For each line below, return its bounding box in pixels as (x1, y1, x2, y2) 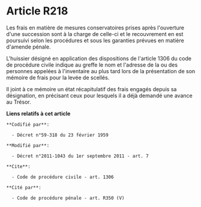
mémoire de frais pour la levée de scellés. (6, 74, 110, 81)
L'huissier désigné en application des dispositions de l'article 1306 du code (6, 55, 192, 62)
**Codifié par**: (6, 121, 50, 127)
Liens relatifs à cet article (6, 110, 71, 117)
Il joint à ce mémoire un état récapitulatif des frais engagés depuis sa (6, 85, 177, 92)
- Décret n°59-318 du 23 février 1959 (11, 132, 109, 138)
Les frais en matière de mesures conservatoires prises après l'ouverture (6, 24, 185, 31)
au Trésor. (6, 98, 31, 106)
